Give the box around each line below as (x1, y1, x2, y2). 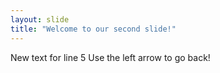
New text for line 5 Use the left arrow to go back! (10, 51, 211, 63)
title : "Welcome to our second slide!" (10, 24, 177, 34)
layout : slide (10, 14, 70, 25)
